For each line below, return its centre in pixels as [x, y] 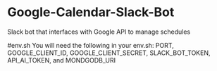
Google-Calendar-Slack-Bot [91, 12]
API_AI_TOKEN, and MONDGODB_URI [62, 60]
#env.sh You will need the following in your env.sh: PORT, [91, 45]
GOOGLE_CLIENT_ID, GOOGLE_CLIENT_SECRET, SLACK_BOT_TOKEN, [109, 53]
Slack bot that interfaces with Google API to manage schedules [99, 32]
